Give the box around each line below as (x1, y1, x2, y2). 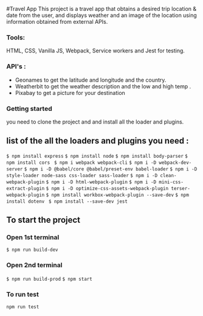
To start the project (6, 215, 81, 225)
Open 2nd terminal (6, 261, 63, 270)
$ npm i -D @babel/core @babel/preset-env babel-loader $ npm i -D (24, 166, 198, 172)
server (6, 166, 23, 172)
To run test (6, 290, 40, 298)
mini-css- (159, 179, 184, 185)
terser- (171, 185, 190, 191)
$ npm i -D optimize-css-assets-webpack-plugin (46, 185, 169, 191)
